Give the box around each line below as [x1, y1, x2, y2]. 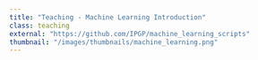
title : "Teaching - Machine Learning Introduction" [9, 12, 206, 22]
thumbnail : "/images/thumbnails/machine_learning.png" [9, 37, 219, 47]
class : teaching [9, 21, 70, 30]
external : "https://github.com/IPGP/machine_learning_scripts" [9, 29, 251, 38]
